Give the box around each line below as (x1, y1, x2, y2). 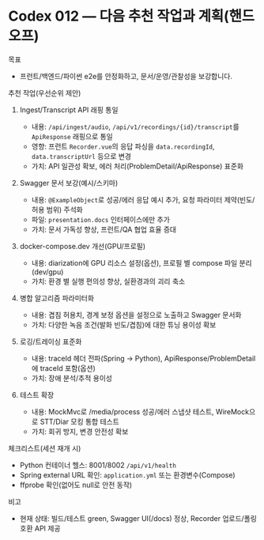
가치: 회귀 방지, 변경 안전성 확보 (31, 426, 129, 436)
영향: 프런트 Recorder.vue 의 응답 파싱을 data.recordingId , (31, 142, 215, 151)
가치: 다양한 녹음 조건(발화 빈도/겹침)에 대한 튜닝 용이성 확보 (31, 319, 217, 329)
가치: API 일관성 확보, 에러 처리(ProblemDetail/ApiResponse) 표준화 (31, 161, 243, 171)
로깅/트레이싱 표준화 (19, 337, 82, 346)
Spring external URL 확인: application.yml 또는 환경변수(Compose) (19, 470, 236, 479)
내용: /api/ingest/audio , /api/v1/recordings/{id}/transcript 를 (31, 122, 239, 131)
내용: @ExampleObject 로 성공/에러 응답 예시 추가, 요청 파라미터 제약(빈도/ (31, 194, 255, 204)
